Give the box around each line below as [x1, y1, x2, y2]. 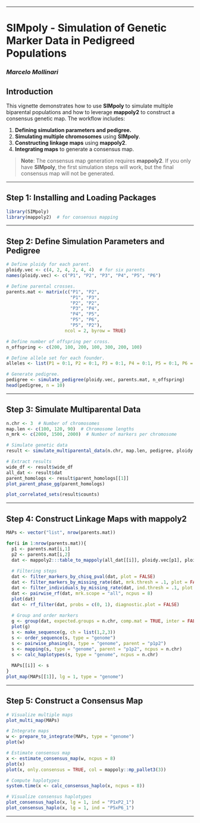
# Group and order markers [11, 613, 79, 619]
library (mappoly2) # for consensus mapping [6, 214, 118, 220]
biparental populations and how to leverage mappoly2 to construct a [6, 108, 175, 115]
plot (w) [6, 739, 26, 745]
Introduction [6, 86, 54, 96]
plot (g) [11, 624, 31, 630]
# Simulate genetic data [6, 442, 68, 448]
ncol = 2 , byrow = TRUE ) [64, 328, 127, 334]
